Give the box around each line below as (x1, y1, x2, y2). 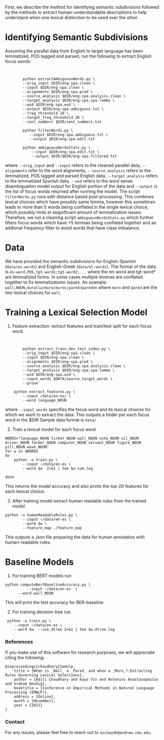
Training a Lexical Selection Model (5, 307, 148, 318)
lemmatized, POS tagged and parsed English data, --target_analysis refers (5, 173, 158, 179)
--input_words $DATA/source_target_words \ (23, 376, 113, 381)
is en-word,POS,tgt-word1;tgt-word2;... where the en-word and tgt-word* (5, 268, 156, 274)
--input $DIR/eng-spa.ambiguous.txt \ (29, 132, 109, 137)
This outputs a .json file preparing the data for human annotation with (5, 534, 145, 540)
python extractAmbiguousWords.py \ (23, 76, 95, 81)
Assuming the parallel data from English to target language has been (5, 48, 143, 53)
